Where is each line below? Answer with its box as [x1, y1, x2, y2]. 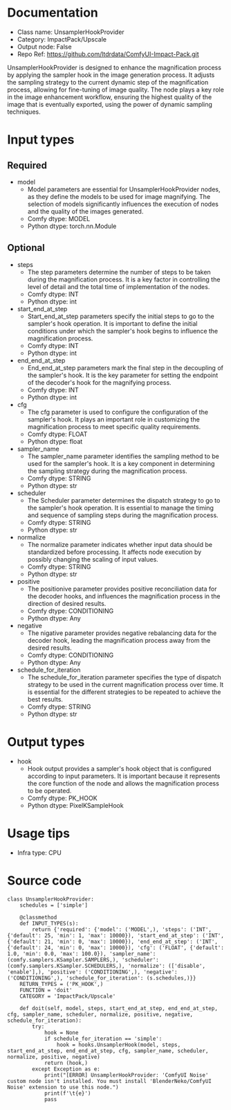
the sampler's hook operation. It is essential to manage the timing [27, 503, 214, 512]
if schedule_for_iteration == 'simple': [44, 1035, 163, 1042]
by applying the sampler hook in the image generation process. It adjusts [7, 71, 215, 79]
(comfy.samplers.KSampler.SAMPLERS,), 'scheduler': [7, 956, 159, 963]
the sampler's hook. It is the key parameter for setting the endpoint [27, 371, 219, 379]
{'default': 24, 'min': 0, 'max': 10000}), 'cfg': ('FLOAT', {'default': [7, 944, 225, 951]
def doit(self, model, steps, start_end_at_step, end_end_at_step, [19, 1005, 218, 1012]
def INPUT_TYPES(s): [19, 920, 79, 927]
